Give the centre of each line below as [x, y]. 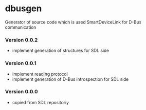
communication [21, 27]
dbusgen [24, 9]
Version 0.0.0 [21, 92]
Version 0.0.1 [21, 63]
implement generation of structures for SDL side [60, 51]
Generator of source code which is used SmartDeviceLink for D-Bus [73, 22]
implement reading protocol [40, 74]
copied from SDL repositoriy [40, 102]
